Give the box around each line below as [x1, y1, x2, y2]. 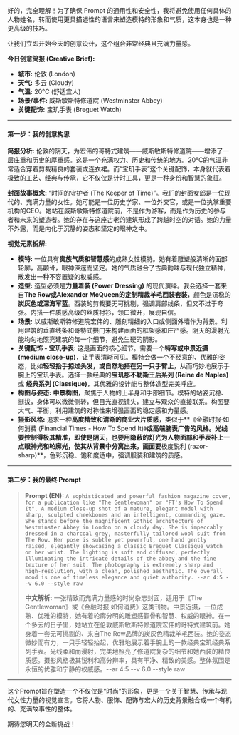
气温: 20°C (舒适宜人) [17, 88, 81, 96]
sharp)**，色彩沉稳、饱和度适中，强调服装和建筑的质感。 [17, 451, 187, 460]
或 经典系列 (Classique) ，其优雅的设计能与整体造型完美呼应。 [17, 380, 200, 388]
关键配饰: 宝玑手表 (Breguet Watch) [17, 106, 122, 113]
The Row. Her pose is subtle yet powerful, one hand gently [24, 537, 207, 544]
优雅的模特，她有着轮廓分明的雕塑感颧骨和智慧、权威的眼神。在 [37, 612, 225, 620]
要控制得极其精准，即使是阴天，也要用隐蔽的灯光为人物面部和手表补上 [17, 433, 224, 442]
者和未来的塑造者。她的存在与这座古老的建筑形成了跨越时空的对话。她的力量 [7, 216, 232, 224]
